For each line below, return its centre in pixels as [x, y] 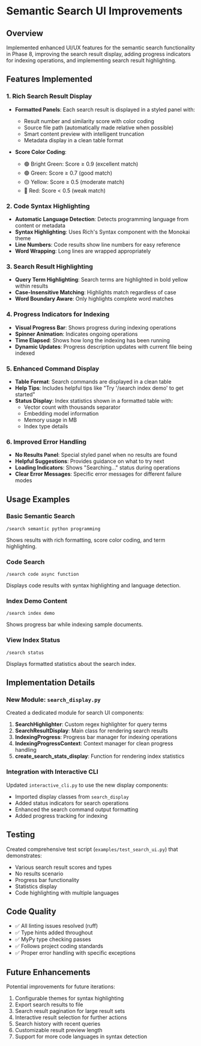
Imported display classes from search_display [72, 796]
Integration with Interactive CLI [52, 772]
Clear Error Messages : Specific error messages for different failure [98, 474]
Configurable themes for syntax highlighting [69, 999]
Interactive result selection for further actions [71, 1017]
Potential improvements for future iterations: [61, 987]
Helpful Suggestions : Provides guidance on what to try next [89, 461]
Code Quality [31, 911]
